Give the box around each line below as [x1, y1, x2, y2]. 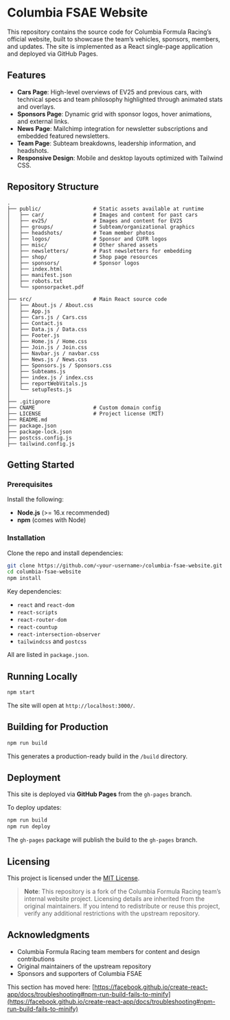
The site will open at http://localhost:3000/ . [7, 701, 135, 709]
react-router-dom [16, 616, 67, 624]
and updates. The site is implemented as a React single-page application [7, 42, 213, 50]
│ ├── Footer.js [7, 332, 60, 339]
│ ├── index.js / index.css [7, 374, 94, 381]
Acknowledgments [7, 929, 91, 941]
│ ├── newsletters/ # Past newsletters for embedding [7, 247, 192, 254]
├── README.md [7, 416, 48, 423]
